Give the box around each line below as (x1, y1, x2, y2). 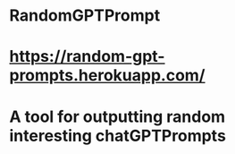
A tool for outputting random (9, 107, 226, 126)
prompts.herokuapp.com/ (9, 65, 206, 86)
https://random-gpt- (9, 47, 165, 67)
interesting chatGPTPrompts (9, 125, 226, 146)
